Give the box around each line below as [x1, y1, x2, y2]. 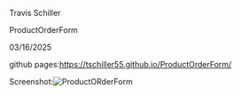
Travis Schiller [9, 8, 61, 18]
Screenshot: [9, 76, 54, 87]
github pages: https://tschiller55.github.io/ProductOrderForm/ [9, 59, 232, 69]
